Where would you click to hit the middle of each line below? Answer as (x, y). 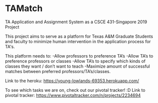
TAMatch (24, 8)
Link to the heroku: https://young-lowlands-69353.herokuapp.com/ (72, 81)
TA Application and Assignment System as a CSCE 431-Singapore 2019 (76, 22)
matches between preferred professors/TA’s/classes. (58, 71)
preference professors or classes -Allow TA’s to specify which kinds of (75, 61)
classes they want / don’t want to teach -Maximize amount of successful (78, 66)
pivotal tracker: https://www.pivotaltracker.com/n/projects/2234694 (73, 95)
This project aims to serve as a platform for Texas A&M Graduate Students (79, 36)
